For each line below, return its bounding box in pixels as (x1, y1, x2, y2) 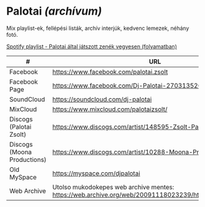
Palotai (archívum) (6, 4, 103, 18)
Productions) (9, 155, 47, 164)
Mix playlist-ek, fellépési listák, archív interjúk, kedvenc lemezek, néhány (6, 24, 189, 32)
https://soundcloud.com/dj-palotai (52, 95, 152, 103)
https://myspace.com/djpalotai (52, 169, 140, 178)
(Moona (9, 148, 32, 156)
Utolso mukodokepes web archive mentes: (52, 183, 174, 191)
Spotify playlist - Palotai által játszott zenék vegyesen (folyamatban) (6, 43, 178, 50)
